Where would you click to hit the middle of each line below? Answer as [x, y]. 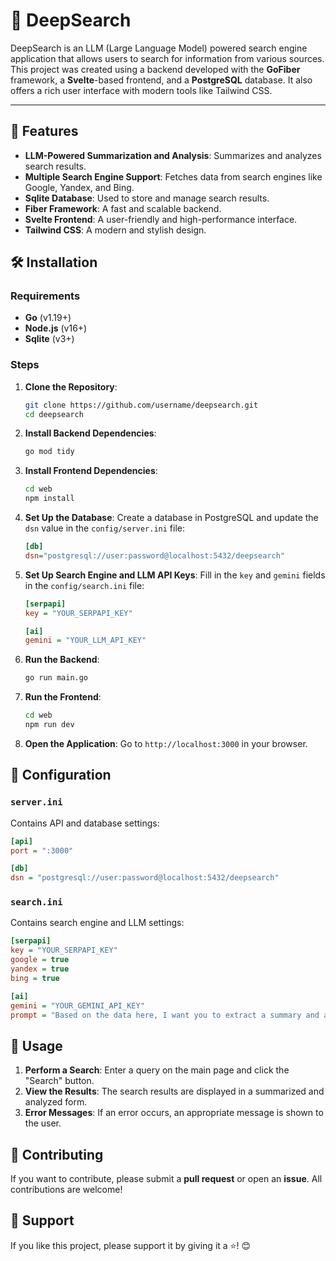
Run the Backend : [62, 660]
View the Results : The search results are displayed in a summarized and [174, 1091]
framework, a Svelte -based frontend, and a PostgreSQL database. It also [161, 80]
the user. [43, 1123]
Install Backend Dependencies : [90, 433]
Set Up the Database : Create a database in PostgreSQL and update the [171, 518]
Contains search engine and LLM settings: [97, 923]
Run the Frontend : [63, 697]
